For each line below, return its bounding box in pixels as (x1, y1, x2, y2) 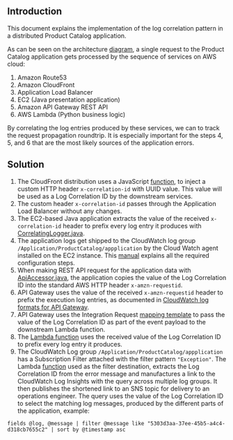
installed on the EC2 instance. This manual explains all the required (17, 251, 210, 260)
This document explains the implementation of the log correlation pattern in (7, 24, 224, 32)
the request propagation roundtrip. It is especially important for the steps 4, (7, 131, 223, 139)
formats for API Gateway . (17, 303, 90, 311)
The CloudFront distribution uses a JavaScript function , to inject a (17, 177, 207, 185)
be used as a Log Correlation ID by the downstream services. (17, 191, 193, 201)
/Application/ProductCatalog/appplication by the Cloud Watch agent (17, 244, 219, 252)
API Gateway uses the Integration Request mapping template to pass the (17, 310, 225, 319)
